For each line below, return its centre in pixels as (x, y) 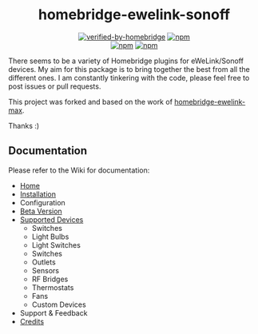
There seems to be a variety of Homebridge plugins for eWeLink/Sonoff (126, 61)
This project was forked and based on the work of (91, 101)
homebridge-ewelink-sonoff (134, 15)
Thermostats (53, 287)
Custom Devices (59, 304)
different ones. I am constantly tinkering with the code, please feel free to (129, 78)
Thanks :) (24, 125)
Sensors (46, 270)
